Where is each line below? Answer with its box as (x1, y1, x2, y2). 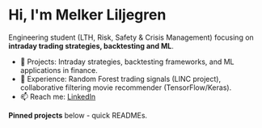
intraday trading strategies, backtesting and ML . (8, 41, 174, 50)
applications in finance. (19, 65, 99, 75)
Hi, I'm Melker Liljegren (8, 6, 167, 24)
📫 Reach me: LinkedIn (19, 92, 96, 101)
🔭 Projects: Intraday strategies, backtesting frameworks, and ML (19, 57, 235, 66)
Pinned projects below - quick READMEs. (8, 110, 148, 120)
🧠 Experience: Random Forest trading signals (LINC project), (19, 74, 221, 83)
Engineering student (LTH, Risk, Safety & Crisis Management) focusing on (8, 32, 255, 42)
